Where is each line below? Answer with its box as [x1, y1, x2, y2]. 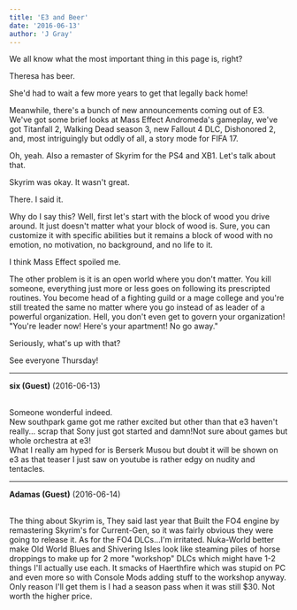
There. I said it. [9, 194, 64, 205]
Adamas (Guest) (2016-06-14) [9, 489, 121, 500]
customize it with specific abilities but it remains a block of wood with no [9, 230, 274, 241]
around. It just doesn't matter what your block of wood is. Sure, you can [9, 220, 270, 231]
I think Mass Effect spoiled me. [9, 257, 121, 267]
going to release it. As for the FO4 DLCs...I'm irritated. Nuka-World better [9, 535, 275, 545]
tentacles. [9, 464, 46, 475]
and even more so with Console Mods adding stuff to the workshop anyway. [9, 572, 287, 583]
